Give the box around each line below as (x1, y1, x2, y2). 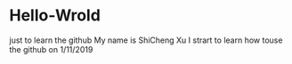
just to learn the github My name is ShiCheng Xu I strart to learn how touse (9, 35, 283, 45)
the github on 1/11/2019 (9, 44, 93, 54)
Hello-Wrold (9, 5, 101, 26)
